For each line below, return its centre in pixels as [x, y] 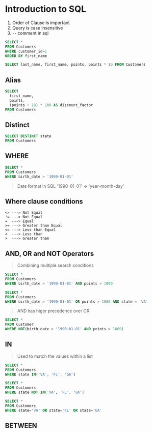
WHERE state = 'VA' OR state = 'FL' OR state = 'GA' [53, 410]
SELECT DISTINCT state [28, 136]
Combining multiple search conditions [55, 265]
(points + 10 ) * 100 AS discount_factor [51, 105]
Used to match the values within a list [55, 356]
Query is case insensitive [38, 28]
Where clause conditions [44, 201]
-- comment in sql [30, 33]
